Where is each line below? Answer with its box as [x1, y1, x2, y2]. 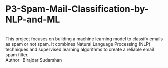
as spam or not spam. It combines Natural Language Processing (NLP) [5, 41, 151, 47]
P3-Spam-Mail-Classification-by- [5, 3, 149, 15]
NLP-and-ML [5, 14, 60, 25]
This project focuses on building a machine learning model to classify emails [5, 36, 163, 42]
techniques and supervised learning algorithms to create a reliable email [5, 46, 154, 52]
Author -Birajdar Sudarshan [5, 57, 62, 63]
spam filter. [5, 51, 29, 58]
